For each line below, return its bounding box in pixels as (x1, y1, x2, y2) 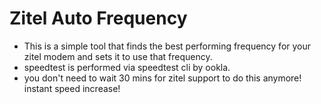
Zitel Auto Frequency (9, 7, 188, 30)
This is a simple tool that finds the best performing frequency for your (23, 40, 312, 52)
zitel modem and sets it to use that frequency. (23, 50, 213, 62)
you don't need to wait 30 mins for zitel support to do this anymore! (23, 72, 302, 84)
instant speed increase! (23, 82, 121, 94)
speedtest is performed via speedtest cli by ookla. (23, 61, 231, 73)
